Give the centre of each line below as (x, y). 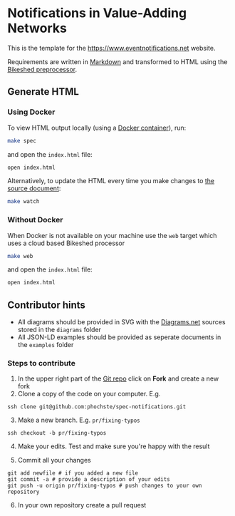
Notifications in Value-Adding (97, 13)
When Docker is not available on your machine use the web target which (112, 235)
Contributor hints (46, 305)
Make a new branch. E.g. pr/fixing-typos (79, 420)
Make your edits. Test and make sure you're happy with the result (114, 446)
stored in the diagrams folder (59, 330)
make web (20, 256)
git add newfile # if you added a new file (73, 473)
